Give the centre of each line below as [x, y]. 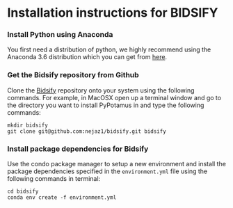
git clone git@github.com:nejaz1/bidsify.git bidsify [87, 131]
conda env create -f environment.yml [62, 198]
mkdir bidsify [28, 125]
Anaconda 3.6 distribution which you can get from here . [87, 57]
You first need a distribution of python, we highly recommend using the [109, 49]
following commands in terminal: [54, 179]
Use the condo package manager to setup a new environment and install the [116, 164]
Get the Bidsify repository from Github [73, 75]
